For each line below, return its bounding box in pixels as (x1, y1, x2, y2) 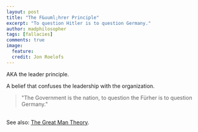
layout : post (6, 8, 40, 15)
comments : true (6, 37, 45, 43)
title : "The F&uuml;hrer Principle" (6, 15, 99, 21)
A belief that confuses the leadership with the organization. (6, 82, 155, 90)
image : (6, 43, 23, 49)
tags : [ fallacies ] (6, 31, 53, 38)
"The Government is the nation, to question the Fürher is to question (21, 94, 193, 101)
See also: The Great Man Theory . (6, 119, 90, 126)
